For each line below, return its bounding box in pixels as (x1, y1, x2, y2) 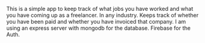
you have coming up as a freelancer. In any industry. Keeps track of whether (6, 12, 199, 19)
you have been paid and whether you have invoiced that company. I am (6, 18, 187, 25)
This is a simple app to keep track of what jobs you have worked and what (6, 5, 194, 12)
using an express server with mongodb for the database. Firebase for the (6, 24, 191, 31)
